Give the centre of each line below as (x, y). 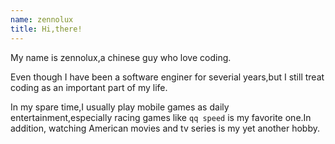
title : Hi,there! (46, 29)
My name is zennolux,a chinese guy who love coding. (121, 57)
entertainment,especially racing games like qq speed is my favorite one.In (161, 117)
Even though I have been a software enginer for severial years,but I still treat (167, 77)
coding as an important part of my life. (89, 87)
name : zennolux (42, 19)
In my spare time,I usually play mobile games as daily (120, 107)
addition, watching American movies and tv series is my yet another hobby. (165, 128)
